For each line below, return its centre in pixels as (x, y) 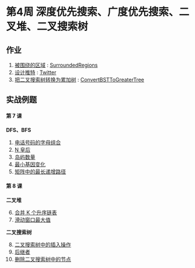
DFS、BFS (19, 130)
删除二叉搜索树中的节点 (43, 259)
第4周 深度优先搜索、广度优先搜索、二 (98, 12)
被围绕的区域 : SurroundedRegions (56, 65)
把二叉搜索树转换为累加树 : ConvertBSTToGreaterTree (79, 80)
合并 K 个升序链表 (36, 212)
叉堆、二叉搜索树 (47, 27)
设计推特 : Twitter (35, 72)
